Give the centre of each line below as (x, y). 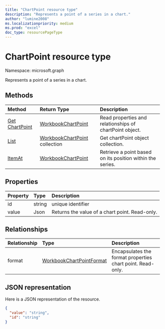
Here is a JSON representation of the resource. (53, 299)
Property (18, 196)
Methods (19, 96)
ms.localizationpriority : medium (39, 23)
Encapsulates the (132, 251)
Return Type (55, 109)
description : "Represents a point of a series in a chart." (68, 14)
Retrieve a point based (126, 152)
